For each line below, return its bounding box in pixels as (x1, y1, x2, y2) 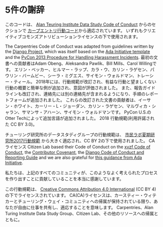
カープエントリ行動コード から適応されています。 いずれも (27, 27, 144, 33)
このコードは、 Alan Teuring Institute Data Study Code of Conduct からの (5, 21, 152, 27)
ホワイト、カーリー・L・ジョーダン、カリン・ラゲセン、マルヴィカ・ (13, 103, 152, 109)
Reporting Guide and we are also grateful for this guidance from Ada (5, 154, 142, 160)
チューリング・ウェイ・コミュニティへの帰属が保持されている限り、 (18, 198, 154, 204)
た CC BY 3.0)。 (5, 121, 37, 127)
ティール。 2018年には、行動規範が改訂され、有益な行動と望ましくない (13, 78, 157, 84)
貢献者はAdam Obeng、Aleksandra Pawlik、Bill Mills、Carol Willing (18, 60, 152, 66)
